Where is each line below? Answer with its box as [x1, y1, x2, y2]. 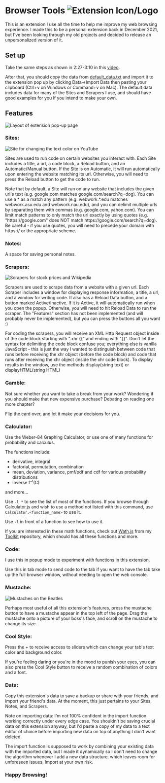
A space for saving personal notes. [5, 251, 76, 257]
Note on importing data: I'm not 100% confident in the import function [5, 713, 147, 719]
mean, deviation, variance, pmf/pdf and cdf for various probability [12, 469, 146, 475]
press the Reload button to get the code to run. [5, 176, 100, 182]
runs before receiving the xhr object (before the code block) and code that [5, 352, 157, 357]
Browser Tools [5, 5, 66, 16]
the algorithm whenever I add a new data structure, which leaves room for [5, 754, 155, 760]
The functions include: [5, 449, 51, 455]
